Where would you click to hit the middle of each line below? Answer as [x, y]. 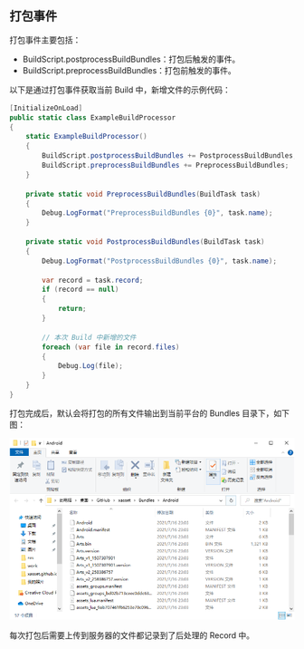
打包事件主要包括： [45, 40]
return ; [72, 309]
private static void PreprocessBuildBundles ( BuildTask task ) [143, 194]
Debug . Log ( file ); [90, 366]
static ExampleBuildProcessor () [86, 137]
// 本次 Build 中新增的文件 [89, 337]
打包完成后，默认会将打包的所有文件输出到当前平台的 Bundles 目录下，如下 [150, 413]
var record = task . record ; [93, 280]
